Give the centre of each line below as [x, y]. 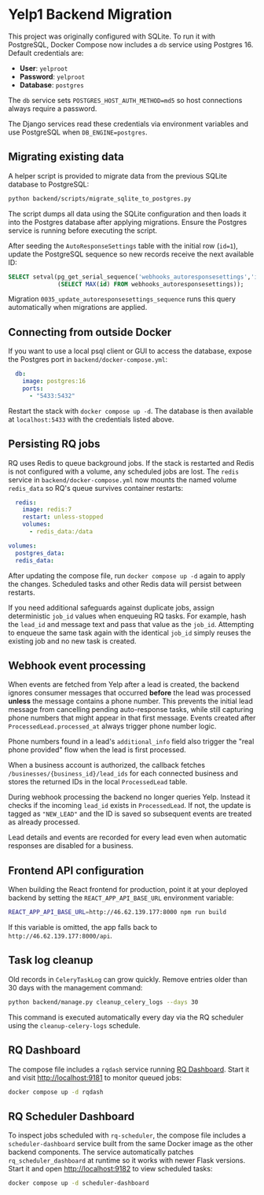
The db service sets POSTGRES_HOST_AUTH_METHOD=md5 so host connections [125, 100]
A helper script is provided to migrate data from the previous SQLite [118, 175]
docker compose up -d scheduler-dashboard [79, 1183]
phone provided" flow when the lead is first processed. [97, 750]
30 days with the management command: [75, 987]
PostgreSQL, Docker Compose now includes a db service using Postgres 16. [131, 44]
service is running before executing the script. [83, 231]
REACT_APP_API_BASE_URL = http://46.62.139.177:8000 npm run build [117, 913]
